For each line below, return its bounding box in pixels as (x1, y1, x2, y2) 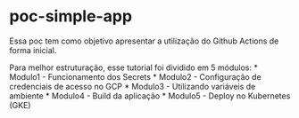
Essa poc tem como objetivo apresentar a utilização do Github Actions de (9, 35, 279, 46)
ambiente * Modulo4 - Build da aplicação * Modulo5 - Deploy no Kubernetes (9, 90, 291, 101)
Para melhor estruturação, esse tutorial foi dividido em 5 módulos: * (9, 62, 259, 73)
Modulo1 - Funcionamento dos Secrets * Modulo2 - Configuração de (9, 71, 262, 82)
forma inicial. (9, 44, 57, 55)
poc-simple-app (9, 6, 132, 27)
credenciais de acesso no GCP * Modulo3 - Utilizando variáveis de (9, 81, 256, 91)
